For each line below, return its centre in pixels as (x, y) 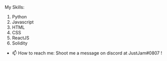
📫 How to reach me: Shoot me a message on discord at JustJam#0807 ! (87, 53)
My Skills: (14, 7)
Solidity (20, 43)
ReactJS (20, 38)
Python (19, 17)
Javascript (23, 22)
